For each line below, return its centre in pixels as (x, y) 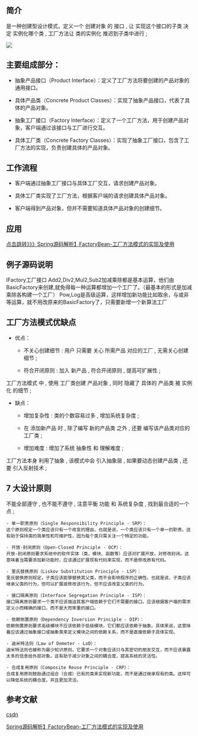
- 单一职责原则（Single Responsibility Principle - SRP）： (77, 523)
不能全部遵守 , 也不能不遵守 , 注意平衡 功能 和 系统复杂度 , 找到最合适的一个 (98, 504)
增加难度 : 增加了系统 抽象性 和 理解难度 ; (74, 448)
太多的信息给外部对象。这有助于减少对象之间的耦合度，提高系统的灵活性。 (83, 656)
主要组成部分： (33, 65)
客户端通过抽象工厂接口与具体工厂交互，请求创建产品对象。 (87, 183)
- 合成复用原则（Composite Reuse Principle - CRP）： (69, 667)
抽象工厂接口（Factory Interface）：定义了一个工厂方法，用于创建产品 (99, 120)
